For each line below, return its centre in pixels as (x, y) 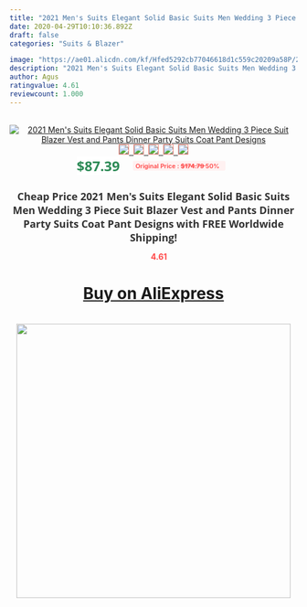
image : (22, 60)
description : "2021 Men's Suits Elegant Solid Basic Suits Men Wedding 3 (153, 69)
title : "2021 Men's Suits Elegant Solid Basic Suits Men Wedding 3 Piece (153, 18)
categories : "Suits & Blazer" (67, 43)
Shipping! (153, 237)
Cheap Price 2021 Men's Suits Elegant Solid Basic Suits (153, 196)
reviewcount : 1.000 (47, 94)
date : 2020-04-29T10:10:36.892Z (71, 27)
